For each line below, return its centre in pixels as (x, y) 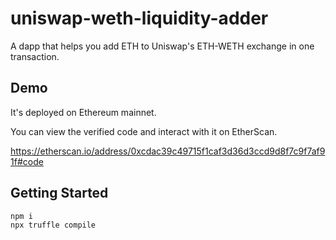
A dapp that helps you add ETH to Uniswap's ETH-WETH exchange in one (162, 46)
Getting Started (59, 193)
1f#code (27, 161)
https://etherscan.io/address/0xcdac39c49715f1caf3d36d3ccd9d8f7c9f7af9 (168, 151)
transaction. (35, 56)
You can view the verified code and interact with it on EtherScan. (144, 131)
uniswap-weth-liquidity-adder (139, 18)
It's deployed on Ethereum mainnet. (83, 112)
